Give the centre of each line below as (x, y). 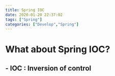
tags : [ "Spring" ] (24, 19)
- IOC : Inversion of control (48, 68)
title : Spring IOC (25, 10)
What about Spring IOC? (58, 49)
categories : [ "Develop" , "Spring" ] (42, 24)
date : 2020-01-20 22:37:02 (34, 15)
